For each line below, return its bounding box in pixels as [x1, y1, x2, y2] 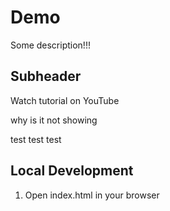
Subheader [10, 68, 82, 85]
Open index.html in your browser [24, 189, 160, 201]
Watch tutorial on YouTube [10, 94, 120, 106]
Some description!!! [10, 39, 91, 51]
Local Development [10, 162, 134, 180]
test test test [10, 133, 62, 145]
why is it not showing [10, 114, 98, 126]
